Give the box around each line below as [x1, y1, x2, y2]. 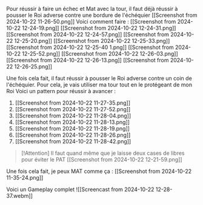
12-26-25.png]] [14, 63, 53, 70]
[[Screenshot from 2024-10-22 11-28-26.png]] [15, 131, 131, 138]
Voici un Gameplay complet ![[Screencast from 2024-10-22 [6, 186, 155, 193]
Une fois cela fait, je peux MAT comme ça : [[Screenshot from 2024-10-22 [6, 168, 192, 175]
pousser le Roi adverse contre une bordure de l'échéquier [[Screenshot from [6, 11, 198, 19]
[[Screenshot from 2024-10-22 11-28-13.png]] [15, 119, 130, 126]
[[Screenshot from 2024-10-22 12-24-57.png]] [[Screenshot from [6, 31, 170, 38]
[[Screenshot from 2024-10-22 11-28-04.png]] [15, 112, 131, 119]
